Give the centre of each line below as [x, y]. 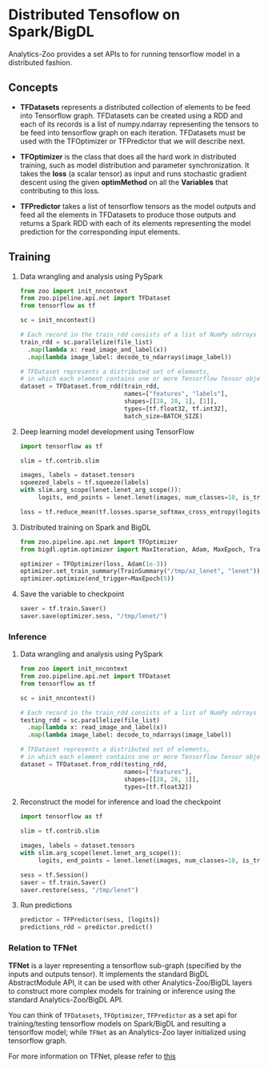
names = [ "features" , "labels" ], [176, 394]
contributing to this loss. [60, 191]
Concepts [33, 88]
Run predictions [46, 905]
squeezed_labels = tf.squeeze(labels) [84, 482]
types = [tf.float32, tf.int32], [176, 409]
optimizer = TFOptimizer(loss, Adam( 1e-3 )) [94, 564]
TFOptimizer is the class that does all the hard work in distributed [128, 156]
